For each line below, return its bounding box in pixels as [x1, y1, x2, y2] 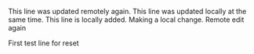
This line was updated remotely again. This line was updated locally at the [8, 7, 247, 16]
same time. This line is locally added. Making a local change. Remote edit [8, 15, 245, 24]
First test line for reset [8, 38, 80, 48]
